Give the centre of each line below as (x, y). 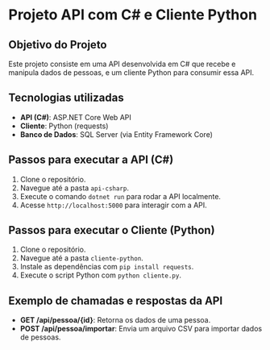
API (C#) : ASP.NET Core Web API (75, 117)
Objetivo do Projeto (58, 45)
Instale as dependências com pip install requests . (107, 267)
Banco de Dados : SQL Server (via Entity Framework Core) (116, 134)
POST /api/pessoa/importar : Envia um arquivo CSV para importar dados (141, 329)
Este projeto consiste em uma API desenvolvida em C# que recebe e (122, 64)
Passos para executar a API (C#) (91, 160)
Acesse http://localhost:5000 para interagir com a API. (113, 205)
